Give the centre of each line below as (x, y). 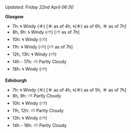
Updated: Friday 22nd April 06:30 (39, 7)
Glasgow (14, 17)
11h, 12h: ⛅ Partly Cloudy (38, 111)
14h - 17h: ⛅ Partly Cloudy (39, 62)
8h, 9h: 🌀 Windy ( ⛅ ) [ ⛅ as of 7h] (46, 32)
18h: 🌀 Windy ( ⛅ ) (30, 69)
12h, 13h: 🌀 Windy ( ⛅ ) (34, 54)
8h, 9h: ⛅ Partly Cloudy (37, 96)
